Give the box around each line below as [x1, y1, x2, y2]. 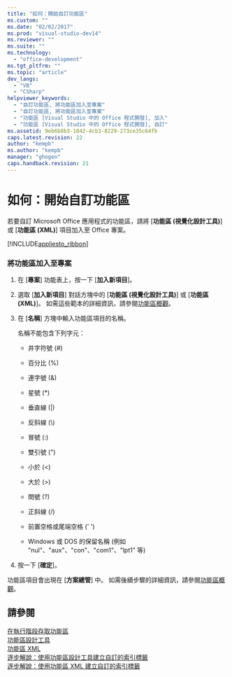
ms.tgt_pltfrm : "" [7, 62, 61, 69]
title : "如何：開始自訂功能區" [7, 10, 88, 18]
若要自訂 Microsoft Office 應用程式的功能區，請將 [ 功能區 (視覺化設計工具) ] [7, 216, 223, 225]
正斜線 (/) [27, 507, 55, 515]
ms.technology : [7, 50, 52, 57]
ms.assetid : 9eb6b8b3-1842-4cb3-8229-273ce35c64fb [7, 127, 158, 134]
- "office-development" [13, 56, 82, 63]
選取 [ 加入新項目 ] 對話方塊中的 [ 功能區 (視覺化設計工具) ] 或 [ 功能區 [17, 290, 209, 298]
